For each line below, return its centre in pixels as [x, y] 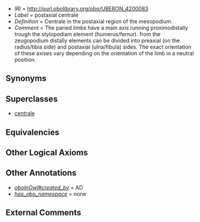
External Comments [43, 213]
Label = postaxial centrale [46, 15]
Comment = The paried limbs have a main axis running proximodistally [101, 28]
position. [25, 60]
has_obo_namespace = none [50, 194]
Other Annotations [41, 173]
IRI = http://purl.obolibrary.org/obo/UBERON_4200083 [81, 9]
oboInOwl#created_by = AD [49, 187]
